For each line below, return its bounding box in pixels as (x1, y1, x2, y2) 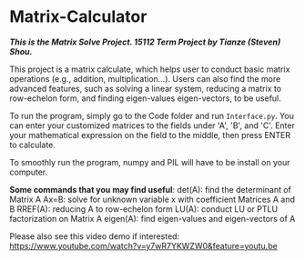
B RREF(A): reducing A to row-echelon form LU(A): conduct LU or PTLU (9, 203, 279, 215)
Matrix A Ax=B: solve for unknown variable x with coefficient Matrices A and (9, 194, 296, 205)
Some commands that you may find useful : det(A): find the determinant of (9, 184, 291, 195)
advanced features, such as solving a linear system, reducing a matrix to (9, 83, 282, 94)
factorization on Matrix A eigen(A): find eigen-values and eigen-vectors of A (9, 213, 296, 224)
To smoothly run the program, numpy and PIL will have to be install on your (9, 156, 290, 167)
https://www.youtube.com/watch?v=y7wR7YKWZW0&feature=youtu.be (9, 240, 278, 251)
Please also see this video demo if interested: (9, 230, 180, 242)
